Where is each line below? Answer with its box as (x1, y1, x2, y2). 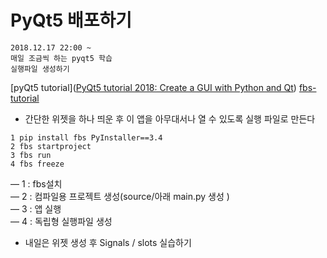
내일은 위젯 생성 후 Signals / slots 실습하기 (24, 236, 192, 248)
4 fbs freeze (10, 159, 65, 169)
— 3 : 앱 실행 (10, 202, 62, 215)
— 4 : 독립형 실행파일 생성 (10, 215, 113, 227)
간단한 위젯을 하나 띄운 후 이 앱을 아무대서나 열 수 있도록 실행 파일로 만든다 (24, 112, 316, 125)
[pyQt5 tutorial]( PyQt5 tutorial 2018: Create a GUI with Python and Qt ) (10, 81, 297, 93)
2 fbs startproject (10, 141, 92, 151)
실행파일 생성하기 (10, 64, 70, 74)
